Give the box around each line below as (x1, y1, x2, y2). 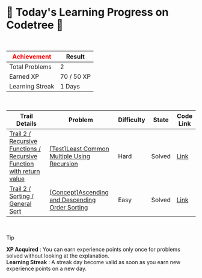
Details (16, 119, 37, 128)
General (9, 199, 32, 208)
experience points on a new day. (6, 265, 87, 272)
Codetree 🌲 (6, 18, 64, 32)
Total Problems (9, 63, 52, 71)
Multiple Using (49, 152, 91, 160)
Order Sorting (49, 203, 88, 211)
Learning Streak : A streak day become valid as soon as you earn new (6, 258, 181, 265)
